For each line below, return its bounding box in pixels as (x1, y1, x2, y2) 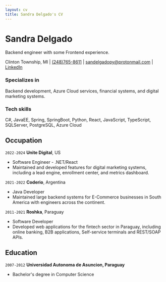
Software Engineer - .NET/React (12, 159, 78, 165)
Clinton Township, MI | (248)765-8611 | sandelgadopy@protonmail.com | (5, 59, 154, 65)
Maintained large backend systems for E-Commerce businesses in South (12, 194, 162, 200)
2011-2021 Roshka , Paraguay (5, 209, 64, 215)
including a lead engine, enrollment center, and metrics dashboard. (12, 169, 150, 176)
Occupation (5, 137, 42, 145)
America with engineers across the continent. (12, 199, 106, 205)
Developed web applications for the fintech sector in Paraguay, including (12, 224, 161, 230)
